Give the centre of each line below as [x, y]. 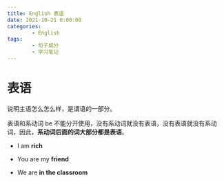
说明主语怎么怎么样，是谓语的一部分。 [61, 108]
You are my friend [43, 159]
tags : [15, 39]
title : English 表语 [35, 13]
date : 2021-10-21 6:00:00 [44, 20]
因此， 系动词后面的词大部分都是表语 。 [73, 132]
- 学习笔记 [45, 52]
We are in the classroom [52, 172]
